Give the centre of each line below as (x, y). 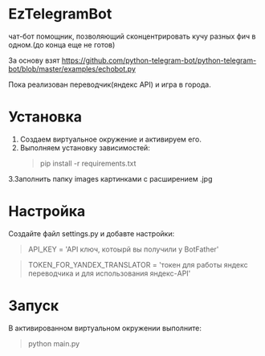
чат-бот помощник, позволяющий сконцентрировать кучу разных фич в (132, 36)
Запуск (34, 305)
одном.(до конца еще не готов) (62, 44)
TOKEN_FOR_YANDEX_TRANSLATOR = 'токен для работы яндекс (138, 264)
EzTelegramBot (60, 14)
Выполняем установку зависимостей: (85, 147)
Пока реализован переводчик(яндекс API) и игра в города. (110, 84)
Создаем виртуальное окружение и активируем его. (111, 139)
